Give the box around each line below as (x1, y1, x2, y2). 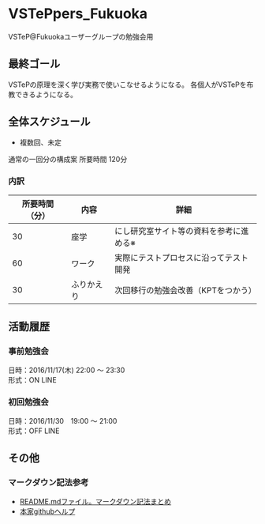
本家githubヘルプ (19, 507, 76, 516)
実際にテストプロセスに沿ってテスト (114, 252, 248, 263)
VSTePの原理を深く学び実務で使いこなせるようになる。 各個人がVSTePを (8, 80, 247, 89)
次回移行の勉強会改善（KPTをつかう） (114, 285, 257, 296)
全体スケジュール (8, 115, 91, 129)
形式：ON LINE (8, 375, 57, 384)
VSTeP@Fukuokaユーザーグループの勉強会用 (8, 32, 154, 41)
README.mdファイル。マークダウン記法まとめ (19, 496, 172, 506)
